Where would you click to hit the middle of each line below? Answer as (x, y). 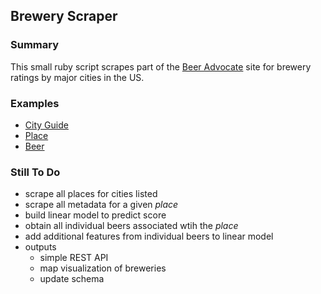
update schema (72, 279)
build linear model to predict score (95, 215)
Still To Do (35, 172)
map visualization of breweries (103, 268)
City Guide (46, 125)
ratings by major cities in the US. (77, 77)
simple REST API (74, 258)
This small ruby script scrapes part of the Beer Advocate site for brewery (161, 66)
